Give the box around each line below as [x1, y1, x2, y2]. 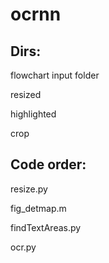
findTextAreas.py [10, 221, 82, 233]
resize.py [10, 183, 48, 195]
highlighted [10, 108, 57, 120]
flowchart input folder [10, 69, 100, 81]
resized [10, 89, 42, 100]
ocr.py [10, 241, 37, 253]
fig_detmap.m [10, 202, 67, 214]
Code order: [10, 156, 87, 173]
